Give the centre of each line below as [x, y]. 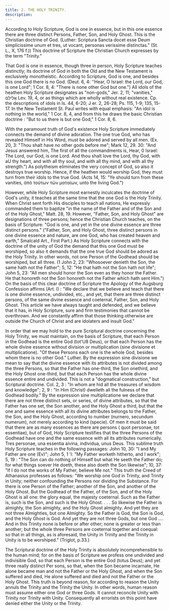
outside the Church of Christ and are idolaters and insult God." [70, 321]
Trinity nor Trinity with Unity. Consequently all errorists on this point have [81, 598]
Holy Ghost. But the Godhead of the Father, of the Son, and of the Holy [79, 491]
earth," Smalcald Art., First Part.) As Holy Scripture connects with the [77, 241]
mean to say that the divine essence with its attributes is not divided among [84, 363]
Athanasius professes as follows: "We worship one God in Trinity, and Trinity [84, 475]
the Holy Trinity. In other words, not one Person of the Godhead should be [82, 257]
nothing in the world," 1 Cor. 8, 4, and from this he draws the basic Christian [84, 114]
